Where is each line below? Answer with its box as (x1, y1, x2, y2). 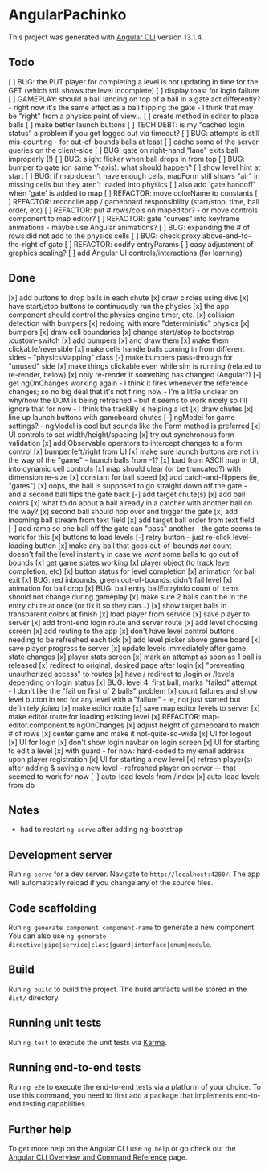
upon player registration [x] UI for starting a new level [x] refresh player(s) (8, 754, 253, 764)
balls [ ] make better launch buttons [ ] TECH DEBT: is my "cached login (8, 119, 245, 130)
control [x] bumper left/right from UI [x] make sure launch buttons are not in (8, 447, 259, 456)
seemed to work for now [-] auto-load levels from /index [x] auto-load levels (8, 771, 261, 781)
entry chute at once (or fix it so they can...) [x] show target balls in (8, 600, 227, 610)
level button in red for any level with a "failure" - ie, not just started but (8, 694, 241, 704)
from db (8, 780, 35, 789)
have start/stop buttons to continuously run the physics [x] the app (8, 301, 230, 311)
